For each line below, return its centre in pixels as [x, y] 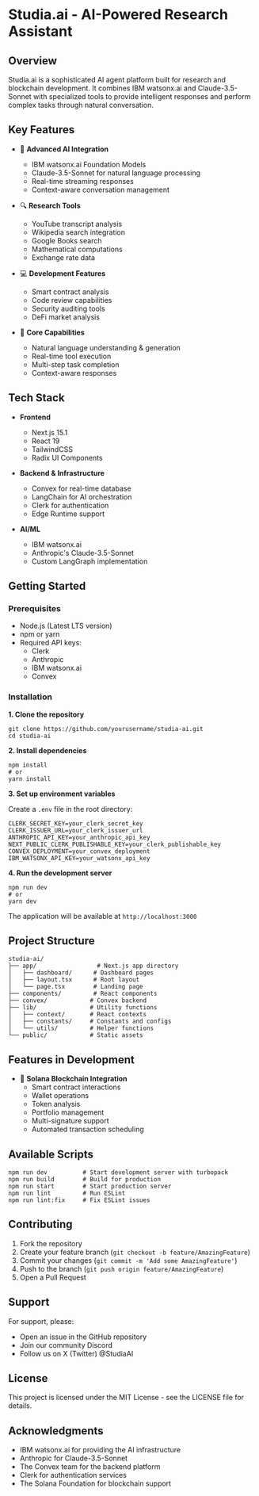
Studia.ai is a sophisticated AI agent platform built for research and [117, 80]
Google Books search [67, 240]
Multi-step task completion [75, 364]
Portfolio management [68, 1112]
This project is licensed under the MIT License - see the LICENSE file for [126, 1398]
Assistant [40, 31]
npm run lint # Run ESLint [67, 1194]
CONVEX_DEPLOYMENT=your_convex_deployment [79, 851]
